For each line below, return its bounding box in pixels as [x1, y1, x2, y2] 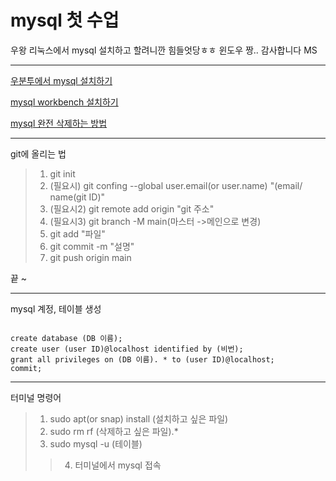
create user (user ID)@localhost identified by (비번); [10, 344, 244, 354]
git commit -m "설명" [49, 240, 135, 252]
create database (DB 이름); [10, 333, 123, 343]
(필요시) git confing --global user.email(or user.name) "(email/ [49, 179, 303, 191]
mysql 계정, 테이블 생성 [10, 302, 102, 315]
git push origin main [49, 251, 132, 263]
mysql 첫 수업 [10, 9, 120, 32]
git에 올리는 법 [10, 147, 67, 160]
